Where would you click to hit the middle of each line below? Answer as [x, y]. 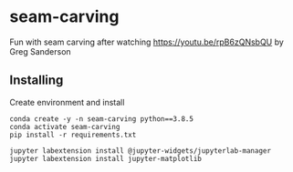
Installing [37, 81]
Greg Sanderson [40, 51]
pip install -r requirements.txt [73, 135]
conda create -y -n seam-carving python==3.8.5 [102, 119]
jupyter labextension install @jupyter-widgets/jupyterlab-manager [141, 151]
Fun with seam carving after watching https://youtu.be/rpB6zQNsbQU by [147, 42]
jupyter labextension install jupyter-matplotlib [106, 158]
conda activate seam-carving [65, 126]
